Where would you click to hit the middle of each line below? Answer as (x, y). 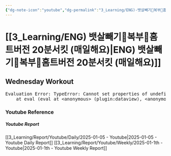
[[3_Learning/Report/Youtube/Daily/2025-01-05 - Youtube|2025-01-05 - (81, 137)
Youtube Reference (30, 112)
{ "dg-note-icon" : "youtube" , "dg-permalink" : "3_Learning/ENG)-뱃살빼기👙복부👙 (84, 10)
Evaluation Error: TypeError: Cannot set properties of (76, 94)
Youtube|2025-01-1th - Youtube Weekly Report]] (56, 148)
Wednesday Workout (39, 82)
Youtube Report (22, 124)
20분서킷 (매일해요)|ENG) (84, 50)
